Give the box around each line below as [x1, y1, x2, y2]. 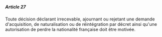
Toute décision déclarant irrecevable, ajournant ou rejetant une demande [5, 16, 155, 22]
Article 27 [5, 4, 26, 10]
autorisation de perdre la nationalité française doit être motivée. [5, 26, 136, 32]
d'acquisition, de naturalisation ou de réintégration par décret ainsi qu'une [5, 21, 157, 27]
